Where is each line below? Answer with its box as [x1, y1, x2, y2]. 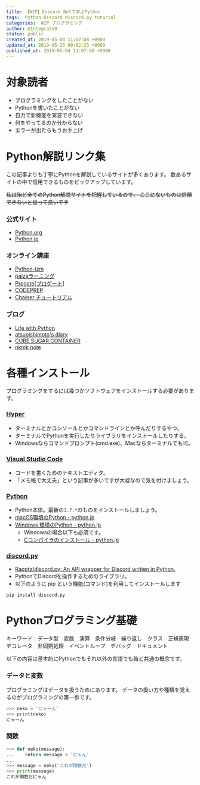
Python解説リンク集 [6, 149, 106, 163]
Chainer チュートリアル [14, 294, 73, 301]
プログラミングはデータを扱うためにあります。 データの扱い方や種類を [6, 686, 180, 693]
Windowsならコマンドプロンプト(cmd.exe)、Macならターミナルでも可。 [14, 439, 194, 447]
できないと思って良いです [6, 198, 69, 206]
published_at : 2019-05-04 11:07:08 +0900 [6, 48, 111, 54]
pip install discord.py [6, 592, 66, 598]
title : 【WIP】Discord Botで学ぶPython [6, 8, 101, 15]
